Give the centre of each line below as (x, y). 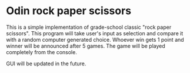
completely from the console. (42, 52)
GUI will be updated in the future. (46, 64)
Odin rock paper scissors (69, 11)
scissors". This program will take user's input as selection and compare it (95, 33)
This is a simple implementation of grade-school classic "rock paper (89, 27)
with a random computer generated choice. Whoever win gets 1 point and (95, 39)
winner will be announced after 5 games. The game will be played (86, 46)
